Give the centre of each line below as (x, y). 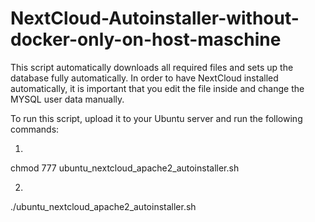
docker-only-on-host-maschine (146, 39)
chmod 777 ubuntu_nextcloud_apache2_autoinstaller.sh (125, 168)
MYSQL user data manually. (67, 99)
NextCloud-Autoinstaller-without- (155, 18)
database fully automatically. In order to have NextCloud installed (144, 78)
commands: (35, 129)
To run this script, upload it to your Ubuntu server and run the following (156, 118)
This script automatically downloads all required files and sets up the (152, 67)
